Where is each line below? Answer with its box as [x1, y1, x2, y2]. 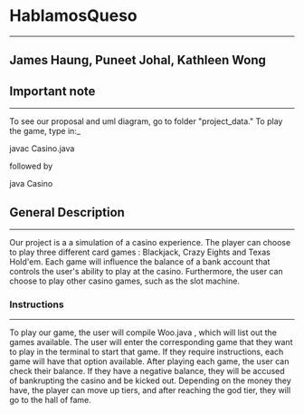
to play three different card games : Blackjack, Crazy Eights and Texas [9, 246, 271, 257]
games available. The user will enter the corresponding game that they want [9, 337, 293, 348]
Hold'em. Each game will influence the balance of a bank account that [9, 255, 271, 267]
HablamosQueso [9, 5, 138, 26]
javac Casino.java [9, 143, 75, 154]
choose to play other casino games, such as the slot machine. [9, 275, 240, 286]
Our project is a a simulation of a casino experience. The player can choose [9, 236, 291, 247]
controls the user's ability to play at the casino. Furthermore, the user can [9, 265, 283, 276]
